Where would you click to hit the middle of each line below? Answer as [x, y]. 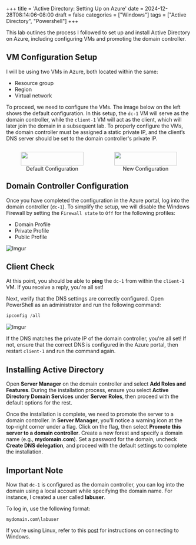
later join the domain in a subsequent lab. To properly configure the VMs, [95, 126]
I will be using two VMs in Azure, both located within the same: [82, 71]
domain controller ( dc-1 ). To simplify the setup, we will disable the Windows [98, 207]
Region [23, 89]
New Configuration [146, 168]
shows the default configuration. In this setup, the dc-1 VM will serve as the [98, 113]
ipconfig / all [24, 316]
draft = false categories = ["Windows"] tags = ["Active [121, 15]
